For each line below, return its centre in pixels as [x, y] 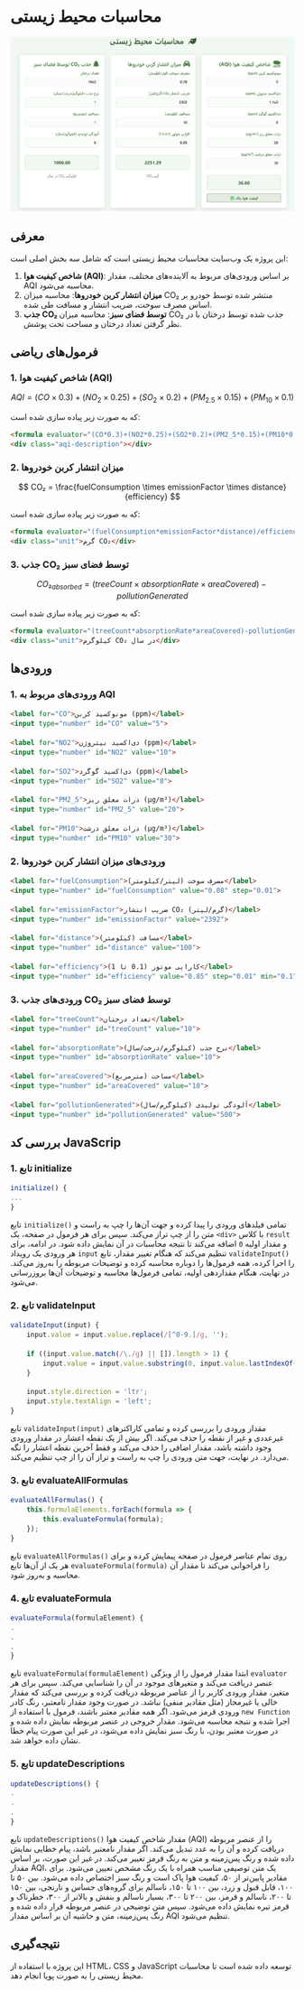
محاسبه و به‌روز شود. [45, 1575]
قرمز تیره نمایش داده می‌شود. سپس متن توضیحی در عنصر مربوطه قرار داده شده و [150, 1906]
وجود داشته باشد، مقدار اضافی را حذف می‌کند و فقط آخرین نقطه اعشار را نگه [141, 1447]
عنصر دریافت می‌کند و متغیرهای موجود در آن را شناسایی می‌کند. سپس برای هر [142, 1683]
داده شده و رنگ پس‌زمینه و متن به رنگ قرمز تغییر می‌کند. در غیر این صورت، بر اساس [152, 1858]
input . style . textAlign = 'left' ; [89, 1401]
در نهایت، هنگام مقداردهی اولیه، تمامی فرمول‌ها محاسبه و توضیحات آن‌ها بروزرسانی [150, 1272]
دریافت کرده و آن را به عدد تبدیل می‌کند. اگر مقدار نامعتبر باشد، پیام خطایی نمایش [147, 1848]
